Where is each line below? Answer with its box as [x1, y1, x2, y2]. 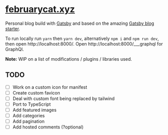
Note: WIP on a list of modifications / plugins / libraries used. [5, 56, 133, 62]
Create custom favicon [12, 89, 60, 96]
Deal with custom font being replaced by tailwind [12, 95, 115, 102]
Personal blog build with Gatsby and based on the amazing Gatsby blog [5, 20, 154, 26]
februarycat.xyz [5, 4, 75, 15]
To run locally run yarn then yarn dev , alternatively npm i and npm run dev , [5, 35, 159, 41]
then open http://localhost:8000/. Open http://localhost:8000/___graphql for [5, 40, 163, 47]
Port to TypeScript [12, 101, 51, 107]
